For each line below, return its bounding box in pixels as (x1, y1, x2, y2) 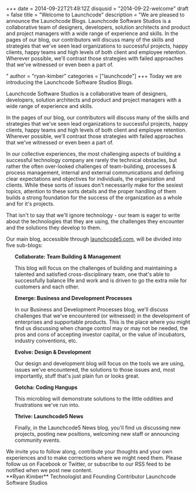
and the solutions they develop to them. (6, 224, 102, 231)
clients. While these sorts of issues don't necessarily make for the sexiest (6, 181, 183, 189)
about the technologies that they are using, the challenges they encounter (6, 218, 184, 225)
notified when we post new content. (6, 467, 92, 473)
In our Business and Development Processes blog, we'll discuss (14, 306, 169, 313)
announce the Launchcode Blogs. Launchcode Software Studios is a (6, 18, 171, 24)
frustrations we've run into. (14, 402, 80, 408)
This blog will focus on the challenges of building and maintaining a (14, 264, 177, 271)
